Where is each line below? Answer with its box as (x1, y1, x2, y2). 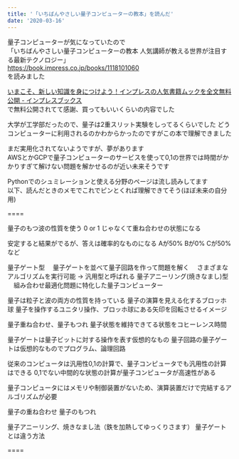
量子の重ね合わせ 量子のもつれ (7, 407, 97, 416)
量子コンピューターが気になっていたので (7, 37, 126, 46)
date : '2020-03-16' (7, 17, 65, 24)
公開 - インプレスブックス (7, 96, 83, 104)
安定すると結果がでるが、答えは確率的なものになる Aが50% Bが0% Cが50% (7, 239, 231, 247)
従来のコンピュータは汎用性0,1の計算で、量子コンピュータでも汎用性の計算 (7, 359, 227, 368)
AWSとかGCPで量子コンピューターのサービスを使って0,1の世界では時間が (7, 153, 223, 161)
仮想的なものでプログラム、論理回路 (19, 344, 126, 353)
